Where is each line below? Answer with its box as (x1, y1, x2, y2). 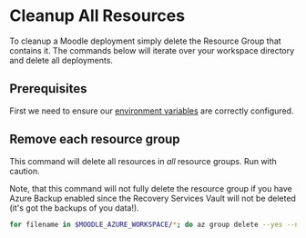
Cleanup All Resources (9, 5, 185, 26)
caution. (9, 165, 40, 176)
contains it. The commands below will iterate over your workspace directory (9, 45, 295, 55)
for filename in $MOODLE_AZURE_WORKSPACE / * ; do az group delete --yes (9, 220, 283, 229)
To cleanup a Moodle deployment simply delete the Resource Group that (9, 35, 281, 46)
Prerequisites (9, 81, 87, 96)
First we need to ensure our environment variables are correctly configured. (9, 105, 294, 116)
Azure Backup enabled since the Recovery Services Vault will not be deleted (9, 193, 296, 203)
